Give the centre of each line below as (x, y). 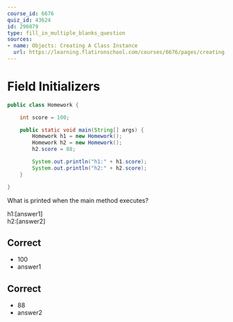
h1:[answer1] (25, 214)
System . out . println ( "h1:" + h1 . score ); (90, 162)
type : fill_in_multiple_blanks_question (67, 33)
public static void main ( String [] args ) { (82, 130)
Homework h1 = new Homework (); (77, 136)
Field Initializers (54, 87)
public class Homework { (43, 105)
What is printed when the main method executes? (78, 200)
